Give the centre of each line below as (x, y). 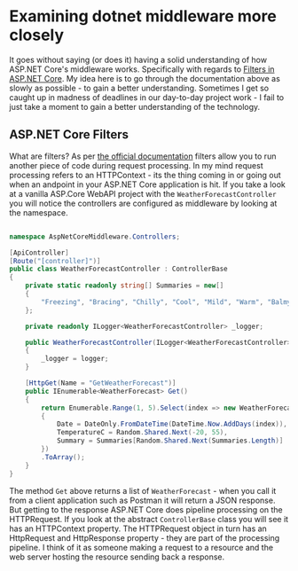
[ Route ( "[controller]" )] (55, 261)
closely (37, 35)
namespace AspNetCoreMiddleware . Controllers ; (94, 237)
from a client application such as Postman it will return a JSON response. (142, 500)
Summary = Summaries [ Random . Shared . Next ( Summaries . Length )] (170, 441)
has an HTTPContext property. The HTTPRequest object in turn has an (138, 528)
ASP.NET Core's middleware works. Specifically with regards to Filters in (142, 69)
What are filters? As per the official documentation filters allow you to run (143, 156)
